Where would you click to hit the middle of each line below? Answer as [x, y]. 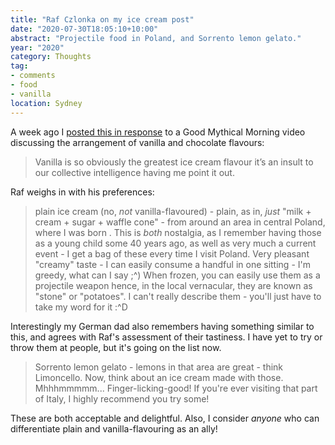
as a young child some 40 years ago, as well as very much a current [175, 243]
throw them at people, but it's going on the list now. [116, 347]
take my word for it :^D [81, 307]
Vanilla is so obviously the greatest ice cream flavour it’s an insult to [174, 162]
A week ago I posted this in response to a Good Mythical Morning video [158, 132]
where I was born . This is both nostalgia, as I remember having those [178, 232]
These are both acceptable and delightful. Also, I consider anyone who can [165, 418]
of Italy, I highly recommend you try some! [122, 398]
